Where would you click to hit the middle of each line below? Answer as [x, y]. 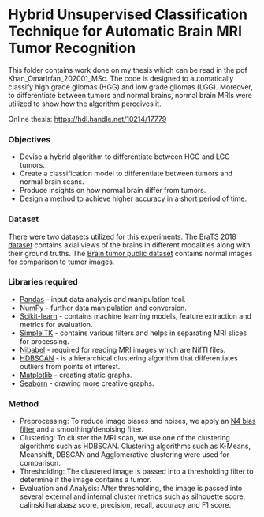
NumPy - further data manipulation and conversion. [103, 308]
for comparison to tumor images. [61, 262]
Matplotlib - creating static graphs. [76, 375]
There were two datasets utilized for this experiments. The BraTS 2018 [122, 236]
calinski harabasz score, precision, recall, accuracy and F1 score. [125, 505]
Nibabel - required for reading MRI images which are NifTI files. [123, 349]
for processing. [44, 341]
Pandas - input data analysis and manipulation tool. [103, 299]
